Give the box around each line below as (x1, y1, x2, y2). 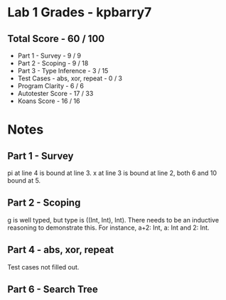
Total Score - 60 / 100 (7, 33, 105, 45)
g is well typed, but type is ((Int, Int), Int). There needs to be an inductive (7, 215, 219, 224)
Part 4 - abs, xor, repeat (7, 244, 114, 256)
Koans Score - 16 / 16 (17, 97, 80, 105)
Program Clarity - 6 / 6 (17, 82, 84, 90)
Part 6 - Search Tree (7, 284, 98, 296)
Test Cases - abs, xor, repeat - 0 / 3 (17, 74, 123, 82)
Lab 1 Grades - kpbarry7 (7, 4, 152, 21)
